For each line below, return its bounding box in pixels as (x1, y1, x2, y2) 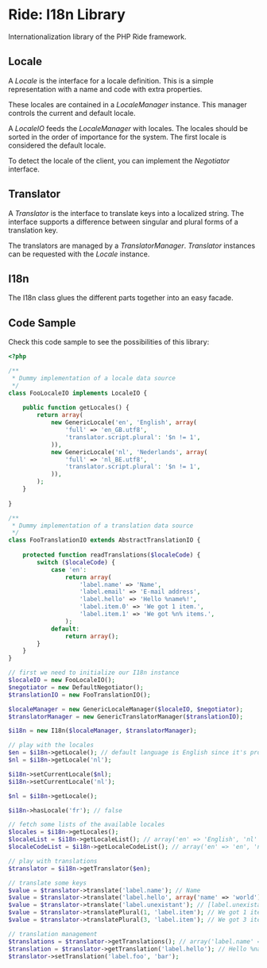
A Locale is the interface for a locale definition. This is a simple (8, 75, 215, 85)
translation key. (8, 225, 58, 235)
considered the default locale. (8, 141, 106, 150)
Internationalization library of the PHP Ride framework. (8, 32, 187, 41)
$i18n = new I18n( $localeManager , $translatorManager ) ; (8, 727, 197, 735)
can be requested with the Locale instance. (8, 249, 150, 259)
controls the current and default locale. (8, 108, 137, 118)
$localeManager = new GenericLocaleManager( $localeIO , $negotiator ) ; (8, 705, 244, 713)
